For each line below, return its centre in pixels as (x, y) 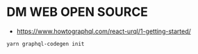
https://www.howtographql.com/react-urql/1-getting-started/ (104, 31)
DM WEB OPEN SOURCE (77, 12)
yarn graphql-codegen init (46, 44)
